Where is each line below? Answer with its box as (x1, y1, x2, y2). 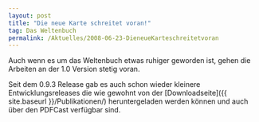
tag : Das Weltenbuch (8, 26, 77, 34)
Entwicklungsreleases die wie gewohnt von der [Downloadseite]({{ (8, 89, 227, 98)
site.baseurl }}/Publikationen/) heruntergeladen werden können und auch (8, 96, 249, 106)
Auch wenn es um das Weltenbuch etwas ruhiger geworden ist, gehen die (8, 56, 251, 65)
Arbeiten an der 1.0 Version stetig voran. (8, 65, 140, 74)
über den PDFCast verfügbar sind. (8, 105, 121, 115)
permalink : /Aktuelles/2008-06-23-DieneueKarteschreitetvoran (8, 33, 219, 42)
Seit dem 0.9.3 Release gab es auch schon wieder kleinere (8, 80, 201, 89)
